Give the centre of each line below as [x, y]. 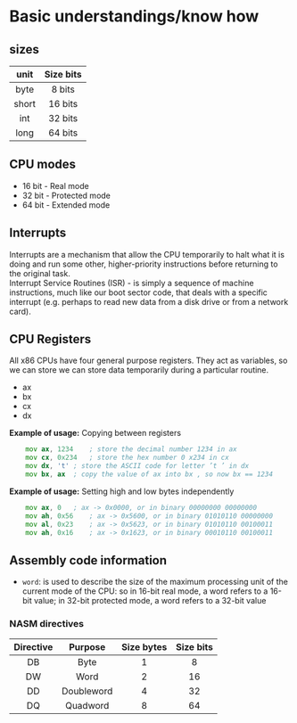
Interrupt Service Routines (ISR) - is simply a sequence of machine [132, 283]
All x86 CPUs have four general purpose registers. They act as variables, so [148, 361]
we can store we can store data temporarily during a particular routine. [139, 370]
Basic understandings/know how [134, 16]
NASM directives [47, 624]
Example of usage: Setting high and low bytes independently [122, 491]
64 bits [63, 133]
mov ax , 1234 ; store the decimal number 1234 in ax [132, 449]
